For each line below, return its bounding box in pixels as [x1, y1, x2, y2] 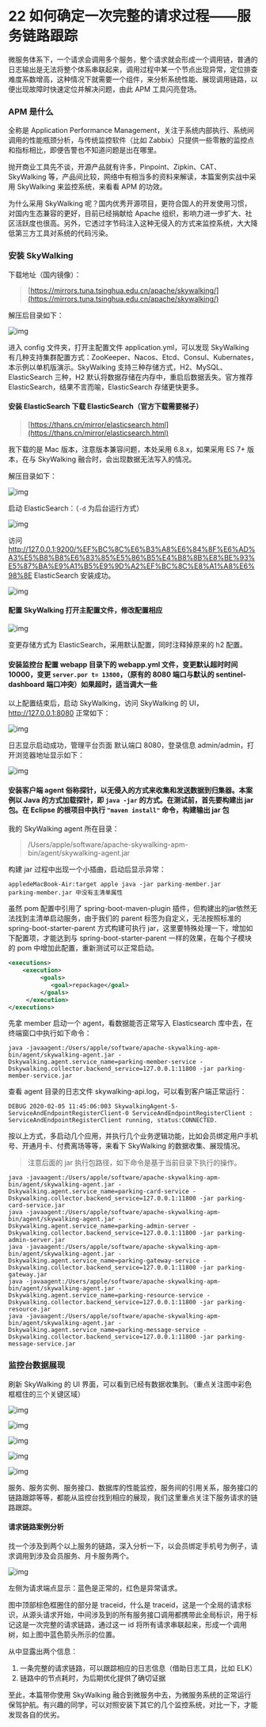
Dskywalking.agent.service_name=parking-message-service [8, 1327, 200, 1334]
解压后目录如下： [8, 310, 64, 320]
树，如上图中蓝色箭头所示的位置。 [8, 1630, 120, 1639]
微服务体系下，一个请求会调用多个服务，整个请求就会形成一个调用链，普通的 [8, 55, 258, 64]
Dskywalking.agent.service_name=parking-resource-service [8, 1292, 203, 1300]
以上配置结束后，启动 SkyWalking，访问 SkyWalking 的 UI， [8, 698, 203, 708]
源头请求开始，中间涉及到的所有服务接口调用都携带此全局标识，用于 [28, 1610, 251, 1619]
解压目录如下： [8, 471, 57, 480]
